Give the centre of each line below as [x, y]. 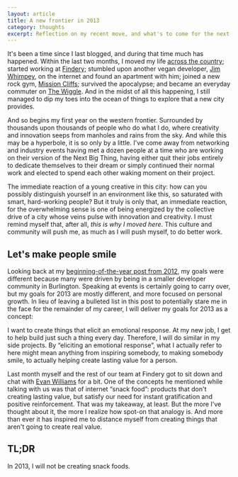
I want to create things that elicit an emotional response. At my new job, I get [119, 330]
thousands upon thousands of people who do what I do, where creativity [113, 128]
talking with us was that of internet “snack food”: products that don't [107, 389]
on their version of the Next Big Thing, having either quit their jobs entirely [115, 158]
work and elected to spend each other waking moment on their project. [111, 173]
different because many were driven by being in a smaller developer [107, 279]
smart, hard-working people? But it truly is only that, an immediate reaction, [118, 202]
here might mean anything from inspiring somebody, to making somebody [115, 353]
